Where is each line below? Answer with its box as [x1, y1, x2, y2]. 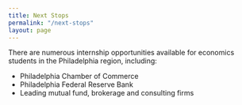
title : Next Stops [8, 11, 69, 20]
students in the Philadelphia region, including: [8, 56, 157, 66]
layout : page [8, 26, 52, 34]
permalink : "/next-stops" [8, 19, 94, 27]
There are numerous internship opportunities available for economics [8, 48, 235, 58]
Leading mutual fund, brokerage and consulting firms [19, 88, 194, 98]
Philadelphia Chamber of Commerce [19, 72, 139, 81]
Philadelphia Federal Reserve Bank [19, 80, 133, 89]
